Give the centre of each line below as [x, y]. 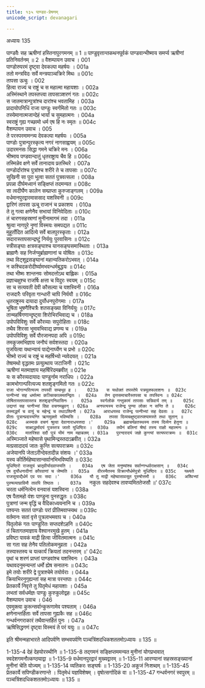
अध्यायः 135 [18, 40]
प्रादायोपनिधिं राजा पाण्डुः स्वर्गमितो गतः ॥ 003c [51, 108]
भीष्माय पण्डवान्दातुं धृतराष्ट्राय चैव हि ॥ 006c [49, 156]
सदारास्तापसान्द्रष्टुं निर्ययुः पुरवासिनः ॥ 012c [48, 239]
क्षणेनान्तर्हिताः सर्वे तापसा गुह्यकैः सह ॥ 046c [49, 613]
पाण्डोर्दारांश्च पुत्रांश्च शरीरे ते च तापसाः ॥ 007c [52, 170]
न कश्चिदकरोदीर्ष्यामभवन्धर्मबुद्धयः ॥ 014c [46, 267]
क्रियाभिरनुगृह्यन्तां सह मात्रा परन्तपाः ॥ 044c [49, 579]
